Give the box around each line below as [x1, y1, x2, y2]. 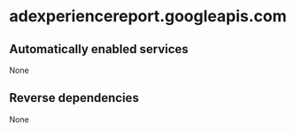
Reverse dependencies [9, 90, 139, 105]
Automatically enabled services [9, 42, 189, 57]
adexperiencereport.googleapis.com [9, 6, 287, 27]
